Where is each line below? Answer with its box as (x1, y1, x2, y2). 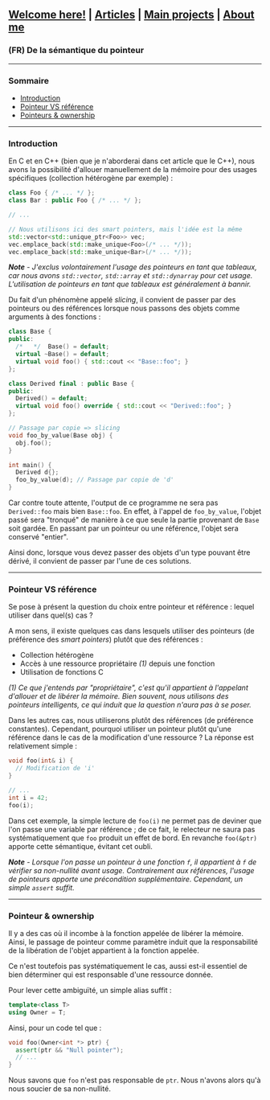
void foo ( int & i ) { (8, 757, 74, 765)
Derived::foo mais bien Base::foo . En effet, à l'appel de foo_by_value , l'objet (8, 507, 262, 516)
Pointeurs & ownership (19, 110, 96, 120)
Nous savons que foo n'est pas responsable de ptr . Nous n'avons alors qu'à (8, 1075, 261, 1086)
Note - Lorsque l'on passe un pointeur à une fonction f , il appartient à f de (8, 857, 257, 867)
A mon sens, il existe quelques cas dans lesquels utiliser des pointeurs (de (8, 626, 255, 636)
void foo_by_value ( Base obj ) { (8, 431, 113, 439)
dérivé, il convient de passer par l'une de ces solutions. (8, 556, 191, 566)
